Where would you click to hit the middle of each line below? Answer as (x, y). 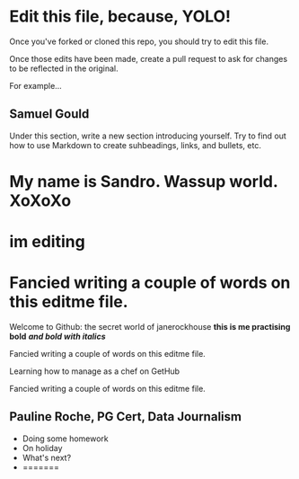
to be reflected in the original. (64, 68)
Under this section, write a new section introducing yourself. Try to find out (148, 136)
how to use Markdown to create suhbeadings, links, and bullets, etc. (136, 145)
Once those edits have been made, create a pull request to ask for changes (149, 58)
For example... (36, 85)
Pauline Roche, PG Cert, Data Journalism (126, 417)
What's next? (47, 457)
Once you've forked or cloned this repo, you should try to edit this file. (139, 41)
